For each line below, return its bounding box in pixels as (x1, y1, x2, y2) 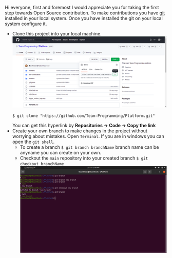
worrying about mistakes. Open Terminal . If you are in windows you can (12, 133, 165, 139)
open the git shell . (12, 138, 55, 145)
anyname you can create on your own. (20, 149, 102, 155)
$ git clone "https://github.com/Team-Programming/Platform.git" (12, 113, 155, 118)
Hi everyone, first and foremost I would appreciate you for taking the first (5, 5, 159, 10)
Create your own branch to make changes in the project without (12, 128, 147, 134)
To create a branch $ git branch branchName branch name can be (20, 144, 159, 150)
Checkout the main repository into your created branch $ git (20, 155, 148, 161)
